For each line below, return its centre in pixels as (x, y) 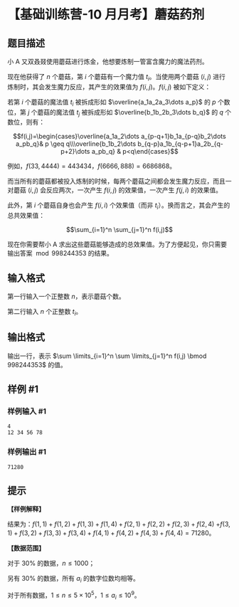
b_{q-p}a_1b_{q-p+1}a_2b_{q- (181, 144)
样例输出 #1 (27, 452)
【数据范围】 (26, 548)
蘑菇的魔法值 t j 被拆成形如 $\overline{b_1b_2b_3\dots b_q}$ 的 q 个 (134, 113)
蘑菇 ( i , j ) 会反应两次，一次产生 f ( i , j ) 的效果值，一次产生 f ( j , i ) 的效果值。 (118, 190)
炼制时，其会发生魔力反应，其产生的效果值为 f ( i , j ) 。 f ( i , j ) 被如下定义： (109, 87)
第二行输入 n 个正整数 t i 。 (45, 312)
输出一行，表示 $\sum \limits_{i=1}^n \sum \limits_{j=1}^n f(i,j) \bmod (107, 356)
